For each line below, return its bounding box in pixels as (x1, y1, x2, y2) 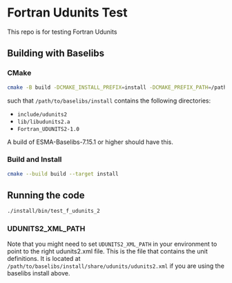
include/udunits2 (17, 111, 68, 118)
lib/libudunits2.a (17, 118, 70, 125)
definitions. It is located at (7, 254, 81, 262)
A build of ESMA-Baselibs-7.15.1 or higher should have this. (7, 138, 174, 146)
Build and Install (7, 155, 62, 165)
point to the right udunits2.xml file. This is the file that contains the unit (7, 247, 209, 255)
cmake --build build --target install (7, 170, 119, 177)
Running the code (7, 189, 85, 201)
